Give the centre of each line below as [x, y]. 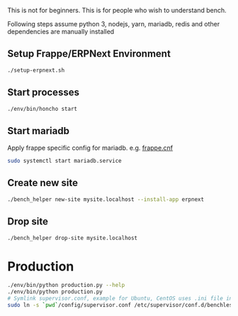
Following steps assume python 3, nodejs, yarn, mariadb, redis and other [114, 24]
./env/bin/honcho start [42, 109]
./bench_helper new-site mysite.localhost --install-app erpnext [106, 199]
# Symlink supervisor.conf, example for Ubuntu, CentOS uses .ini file [115, 299]
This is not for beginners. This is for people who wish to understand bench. [117, 10]
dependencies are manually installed [61, 32]
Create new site [43, 183]
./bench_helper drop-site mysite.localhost [73, 238]
